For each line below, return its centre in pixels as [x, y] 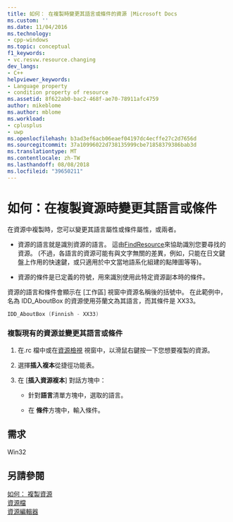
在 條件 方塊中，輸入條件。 [66, 410]
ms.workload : [26, 119]
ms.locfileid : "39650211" [45, 171]
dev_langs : [23, 66]
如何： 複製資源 [30, 494]
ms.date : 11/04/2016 [38, 27]
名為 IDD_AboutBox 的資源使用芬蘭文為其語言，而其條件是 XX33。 [103, 301]
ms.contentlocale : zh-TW [44, 158]
